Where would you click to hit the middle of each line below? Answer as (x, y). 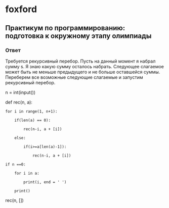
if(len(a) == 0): (33, 120)
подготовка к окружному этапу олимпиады (78, 36)
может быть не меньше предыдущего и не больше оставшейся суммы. (83, 72)
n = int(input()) (20, 92)
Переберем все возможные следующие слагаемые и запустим (74, 77)
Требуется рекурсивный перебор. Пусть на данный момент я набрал (80, 61)
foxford (21, 9)
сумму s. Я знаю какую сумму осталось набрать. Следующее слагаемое (85, 66)
